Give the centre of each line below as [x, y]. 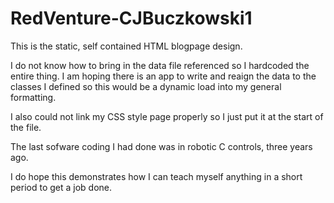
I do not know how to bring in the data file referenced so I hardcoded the [160, 65]
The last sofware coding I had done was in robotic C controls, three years [161, 146]
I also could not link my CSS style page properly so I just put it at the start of [167, 116]
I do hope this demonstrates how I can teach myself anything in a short [156, 176]
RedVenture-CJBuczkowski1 [131, 18]
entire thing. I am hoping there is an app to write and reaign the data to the [163, 76]
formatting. [33, 97]
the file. [26, 127]
